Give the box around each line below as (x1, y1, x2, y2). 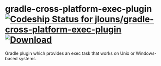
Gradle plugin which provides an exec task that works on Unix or (5, 50, 135, 56)
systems (19, 55, 36, 61)
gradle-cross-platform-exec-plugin (5, 3, 152, 15)
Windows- (136, 50, 157, 56)
